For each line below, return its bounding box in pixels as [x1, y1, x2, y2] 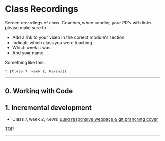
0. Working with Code [5, 87, 73, 95]
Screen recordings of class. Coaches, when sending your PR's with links [5, 20, 152, 25]
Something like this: [5, 59, 45, 65]
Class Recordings [5, 3, 79, 15]
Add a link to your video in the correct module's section [12, 34, 125, 40]
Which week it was [12, 45, 51, 50]
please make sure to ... [5, 24, 51, 30]
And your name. [12, 50, 45, 56]
